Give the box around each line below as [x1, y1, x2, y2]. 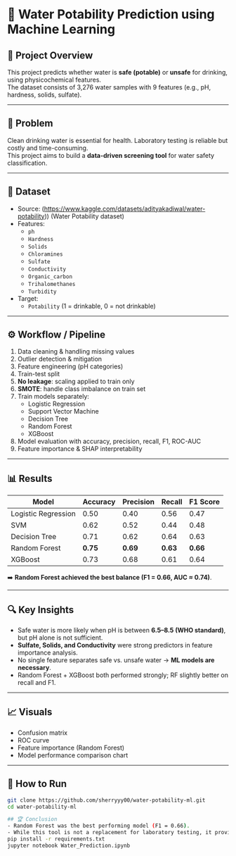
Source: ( [17, 204, 44, 213]
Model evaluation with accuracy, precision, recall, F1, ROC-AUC [17, 437, 202, 446]
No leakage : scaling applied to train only [17, 377, 135, 386]
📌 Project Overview [7, 49, 93, 61]
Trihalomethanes [27, 280, 76, 287]
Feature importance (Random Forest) [17, 743, 125, 752]
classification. [7, 159, 48, 167]
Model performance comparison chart [17, 750, 129, 759]
